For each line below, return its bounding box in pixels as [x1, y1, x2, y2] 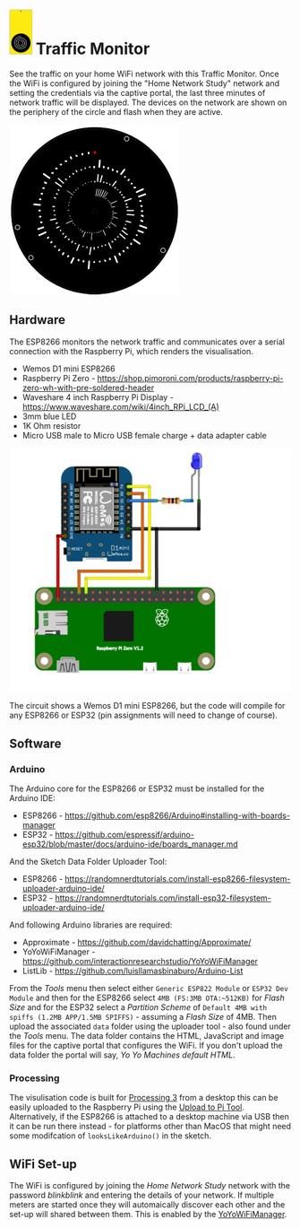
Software [9, 736, 62, 751]
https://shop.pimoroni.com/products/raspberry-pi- [97, 372, 284, 383]
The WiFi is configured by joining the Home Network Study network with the [9, 1180, 291, 1191]
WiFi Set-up [9, 1156, 78, 1171]
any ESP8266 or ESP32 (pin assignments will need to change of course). [9, 710, 278, 721]
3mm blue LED [21, 411, 77, 422]
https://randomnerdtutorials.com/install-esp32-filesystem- [55, 893, 271, 903]
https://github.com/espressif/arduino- [55, 830, 195, 840]
